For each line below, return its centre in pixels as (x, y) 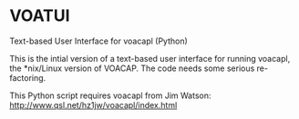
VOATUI (40, 16)
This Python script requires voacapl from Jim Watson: (110, 95)
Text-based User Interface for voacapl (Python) (99, 41)
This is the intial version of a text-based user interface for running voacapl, (150, 58)
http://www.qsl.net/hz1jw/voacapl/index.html (93, 104)
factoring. (28, 77)
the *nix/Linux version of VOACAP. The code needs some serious (132, 68)
